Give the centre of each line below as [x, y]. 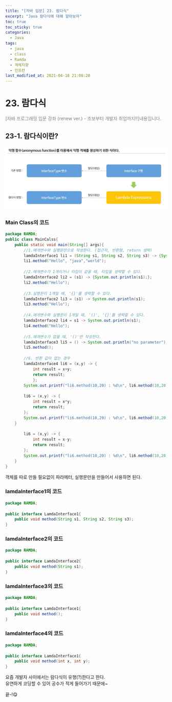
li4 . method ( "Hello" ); [47, 326]
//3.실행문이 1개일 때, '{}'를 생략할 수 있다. [68, 293]
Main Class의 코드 [27, 222]
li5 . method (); [39, 348]
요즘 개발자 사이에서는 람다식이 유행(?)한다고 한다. [55, 677]
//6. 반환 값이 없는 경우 [47, 358]
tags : [11, 44]
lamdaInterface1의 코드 [34, 491]
